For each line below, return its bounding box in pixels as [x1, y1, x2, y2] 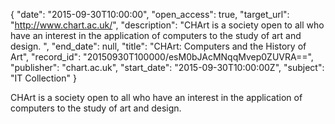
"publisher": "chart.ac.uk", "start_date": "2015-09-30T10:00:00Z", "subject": [10, 62, 325, 73]
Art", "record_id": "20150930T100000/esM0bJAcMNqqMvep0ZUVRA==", [10, 51, 314, 63]
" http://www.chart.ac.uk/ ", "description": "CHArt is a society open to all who [10, 19, 325, 31]
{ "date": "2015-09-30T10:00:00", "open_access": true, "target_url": [10, 9, 290, 20]
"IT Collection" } [10, 72, 77, 84]
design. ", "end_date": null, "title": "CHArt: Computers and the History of [10, 40, 307, 52]
